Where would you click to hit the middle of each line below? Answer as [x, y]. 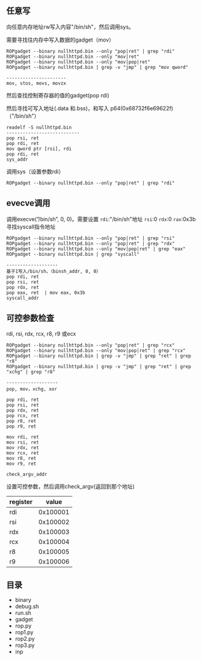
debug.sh [27, 606]
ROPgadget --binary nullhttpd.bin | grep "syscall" [73, 254]
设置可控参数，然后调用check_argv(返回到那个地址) [71, 487]
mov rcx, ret [23, 453]
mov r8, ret [21, 459]
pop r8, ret [21, 421]
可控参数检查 [30, 318]
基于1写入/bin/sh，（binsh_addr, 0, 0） [54, 271]
